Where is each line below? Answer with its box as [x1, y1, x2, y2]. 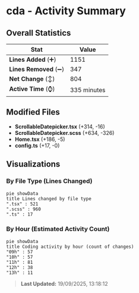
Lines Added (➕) [9, 55, 56, 64]
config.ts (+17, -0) [14, 141, 60, 149]
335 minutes [69, 86, 106, 94]
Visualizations [6, 159, 61, 169]
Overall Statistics [6, 28, 71, 38]
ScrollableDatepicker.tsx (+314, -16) [14, 123, 105, 130]
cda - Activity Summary [6, 4, 126, 18]
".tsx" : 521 [6, 201, 39, 207]
